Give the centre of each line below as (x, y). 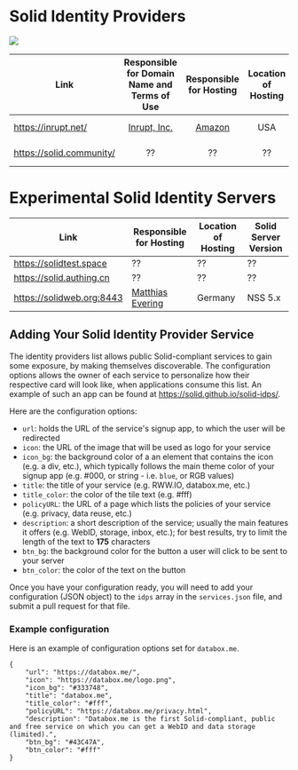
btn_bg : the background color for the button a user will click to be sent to (155, 551)
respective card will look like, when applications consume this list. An (135, 385)
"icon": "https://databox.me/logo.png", (101, 680)
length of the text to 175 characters (86, 541)
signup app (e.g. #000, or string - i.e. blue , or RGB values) (128, 475)
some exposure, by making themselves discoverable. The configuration (140, 365)
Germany (216, 298)
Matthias (150, 292)
